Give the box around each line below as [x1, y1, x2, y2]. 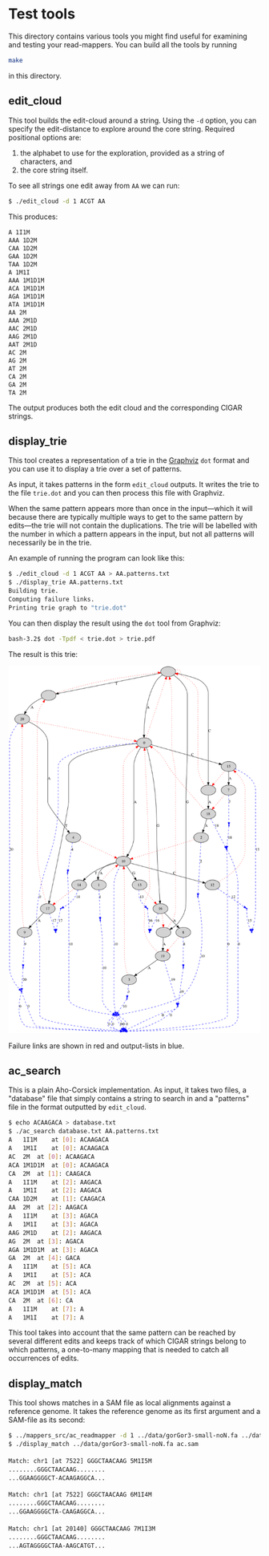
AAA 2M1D [8, 316, 38, 325]
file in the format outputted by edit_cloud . [8, 1102, 147, 1112]
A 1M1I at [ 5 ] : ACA [8, 1271, 91, 1279]
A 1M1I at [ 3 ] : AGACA [8, 1220, 98, 1228]
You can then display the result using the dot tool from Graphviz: [8, 618, 222, 628]
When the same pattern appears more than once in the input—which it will [8, 504, 254, 513]
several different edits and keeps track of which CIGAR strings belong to [8, 1336, 247, 1346]
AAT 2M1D [8, 340, 38, 349]
